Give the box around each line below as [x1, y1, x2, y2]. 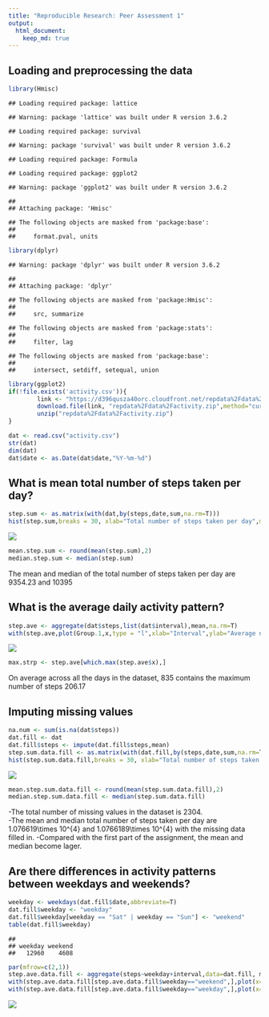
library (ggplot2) [8, 380, 66, 388]
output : [8, 19, 34, 27]
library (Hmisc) [8, 85, 59, 93]
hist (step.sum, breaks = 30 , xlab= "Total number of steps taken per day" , [8, 517, 260, 525]
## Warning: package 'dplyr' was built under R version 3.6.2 [8, 261, 220, 269]
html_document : [15, 26, 66, 34]
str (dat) [8, 439, 38, 447]
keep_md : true [22, 34, 70, 42]
